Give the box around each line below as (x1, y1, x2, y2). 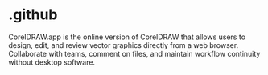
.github (8, 6, 58, 24)
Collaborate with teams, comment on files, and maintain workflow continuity (8, 49, 261, 58)
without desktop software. (8, 57, 95, 67)
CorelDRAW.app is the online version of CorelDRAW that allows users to (8, 32, 246, 41)
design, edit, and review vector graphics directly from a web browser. (8, 40, 239, 49)
